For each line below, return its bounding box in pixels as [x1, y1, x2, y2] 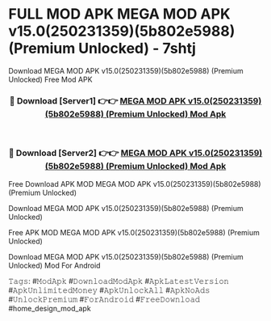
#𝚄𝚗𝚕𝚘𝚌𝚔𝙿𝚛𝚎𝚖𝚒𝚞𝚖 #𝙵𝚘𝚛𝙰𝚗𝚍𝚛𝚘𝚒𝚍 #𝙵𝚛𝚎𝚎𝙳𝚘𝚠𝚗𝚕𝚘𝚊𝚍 [8, 294, 200, 304]
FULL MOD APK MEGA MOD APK [8, 5, 231, 23]
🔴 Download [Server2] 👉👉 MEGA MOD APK [8, 147, 187, 158]
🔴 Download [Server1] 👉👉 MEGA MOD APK [9, 95, 187, 106]
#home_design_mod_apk [8, 303, 91, 313]
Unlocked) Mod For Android [8, 260, 101, 270]
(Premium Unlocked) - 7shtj [8, 40, 196, 57]
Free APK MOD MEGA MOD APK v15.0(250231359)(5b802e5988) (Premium [8, 227, 260, 237]
